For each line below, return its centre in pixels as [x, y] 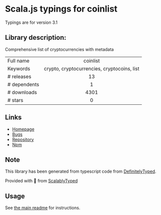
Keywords [19, 68]
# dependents [24, 84]
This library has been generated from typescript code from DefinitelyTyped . [81, 171]
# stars [15, 100]
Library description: [36, 38]
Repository [23, 139]
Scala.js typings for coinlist [61, 9]
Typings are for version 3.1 [31, 22]
